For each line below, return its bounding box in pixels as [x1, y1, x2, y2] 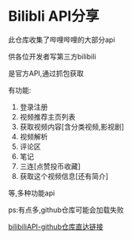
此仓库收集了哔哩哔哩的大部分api [8, 35, 115, 44]
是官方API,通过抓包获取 [8, 68, 85, 78]
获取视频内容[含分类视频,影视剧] [19, 122, 125, 131]
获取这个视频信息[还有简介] [19, 171, 109, 180]
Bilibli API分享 [8, 7, 100, 25]
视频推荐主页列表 [19, 112, 76, 121]
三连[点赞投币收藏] [19, 161, 81, 171]
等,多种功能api [8, 188, 55, 198]
